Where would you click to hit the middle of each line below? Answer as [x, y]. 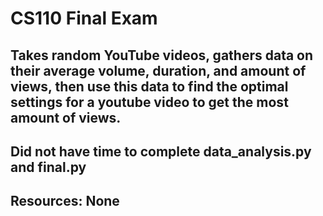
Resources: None [65, 201]
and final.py [48, 167]
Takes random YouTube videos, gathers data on [162, 55]
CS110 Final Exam [84, 18]
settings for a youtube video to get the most [149, 102]
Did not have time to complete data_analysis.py [161, 151]
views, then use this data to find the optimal [149, 86]
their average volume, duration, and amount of [158, 70]
